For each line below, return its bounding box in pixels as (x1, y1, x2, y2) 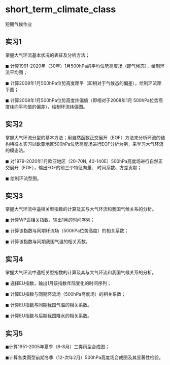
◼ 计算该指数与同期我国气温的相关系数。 (5, 239, 90, 245)
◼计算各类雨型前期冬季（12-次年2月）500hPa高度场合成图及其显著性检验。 (5, 354, 163, 360)
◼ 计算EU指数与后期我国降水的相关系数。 (5, 312, 92, 319)
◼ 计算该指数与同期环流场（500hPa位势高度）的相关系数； (5, 228, 129, 234)
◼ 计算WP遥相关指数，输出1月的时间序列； (5, 217, 95, 223)
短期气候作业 (5, 21, 32, 27)
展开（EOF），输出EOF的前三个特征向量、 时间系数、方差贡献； (9, 164, 142, 170)
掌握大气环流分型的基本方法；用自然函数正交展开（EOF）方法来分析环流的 (5, 134, 161, 141)
